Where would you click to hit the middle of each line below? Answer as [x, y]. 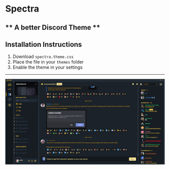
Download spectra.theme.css [43, 56]
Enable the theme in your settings [48, 67]
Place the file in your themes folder [48, 62]
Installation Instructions [44, 44]
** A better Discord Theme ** [53, 27]
